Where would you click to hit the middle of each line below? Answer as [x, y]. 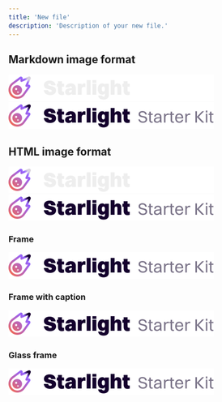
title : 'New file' [39, 17]
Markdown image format [72, 60]
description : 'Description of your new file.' [88, 26]
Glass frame [33, 355]
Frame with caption [47, 297]
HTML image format [60, 151]
